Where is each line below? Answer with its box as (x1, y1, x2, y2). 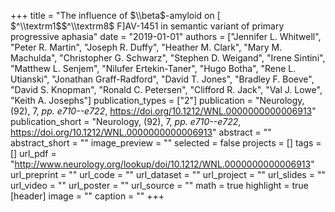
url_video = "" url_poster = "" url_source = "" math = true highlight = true (10, 180, 309, 191)
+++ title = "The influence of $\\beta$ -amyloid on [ (10, 10, 221, 21)
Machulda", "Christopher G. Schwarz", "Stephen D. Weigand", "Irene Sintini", (10, 52, 326, 64)
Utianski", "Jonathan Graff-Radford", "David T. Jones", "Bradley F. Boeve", (10, 73, 315, 85)
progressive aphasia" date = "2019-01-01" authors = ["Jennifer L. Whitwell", (10, 31, 322, 42)
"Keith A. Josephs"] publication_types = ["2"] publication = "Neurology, (10, 95, 305, 106)
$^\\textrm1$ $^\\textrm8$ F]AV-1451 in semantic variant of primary (10, 20, 285, 32)
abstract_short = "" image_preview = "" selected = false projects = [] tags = (10, 137, 322, 149)
